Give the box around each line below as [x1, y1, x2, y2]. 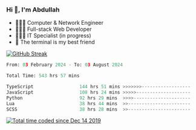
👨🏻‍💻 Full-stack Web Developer [15, 25, 92, 33]
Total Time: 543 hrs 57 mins [6, 73, 80, 79]
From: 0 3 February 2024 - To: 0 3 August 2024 [6, 62, 123, 68]
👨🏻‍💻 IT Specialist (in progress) [15, 32, 92, 39]
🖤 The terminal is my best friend [15, 39, 95, 46]
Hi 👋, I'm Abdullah [6, 5, 60, 14]
